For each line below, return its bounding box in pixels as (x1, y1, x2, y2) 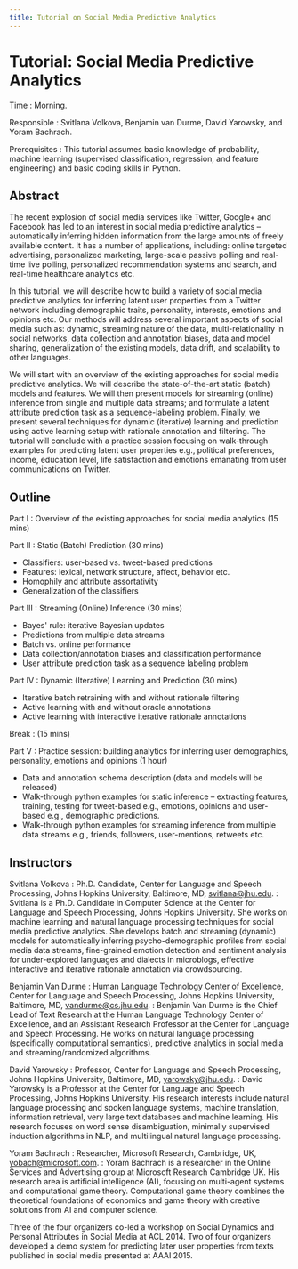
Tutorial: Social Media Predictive (9, 51, 254, 71)
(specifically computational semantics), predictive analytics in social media (9, 1038, 284, 1048)
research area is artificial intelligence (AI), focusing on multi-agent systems (9, 1176, 285, 1186)
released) (21, 782, 58, 793)
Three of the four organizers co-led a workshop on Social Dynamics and (9, 1222, 274, 1233)
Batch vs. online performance (21, 639, 131, 650)
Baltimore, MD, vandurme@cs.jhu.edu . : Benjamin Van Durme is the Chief (9, 1000, 278, 1010)
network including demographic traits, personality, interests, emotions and (9, 304, 282, 316)
